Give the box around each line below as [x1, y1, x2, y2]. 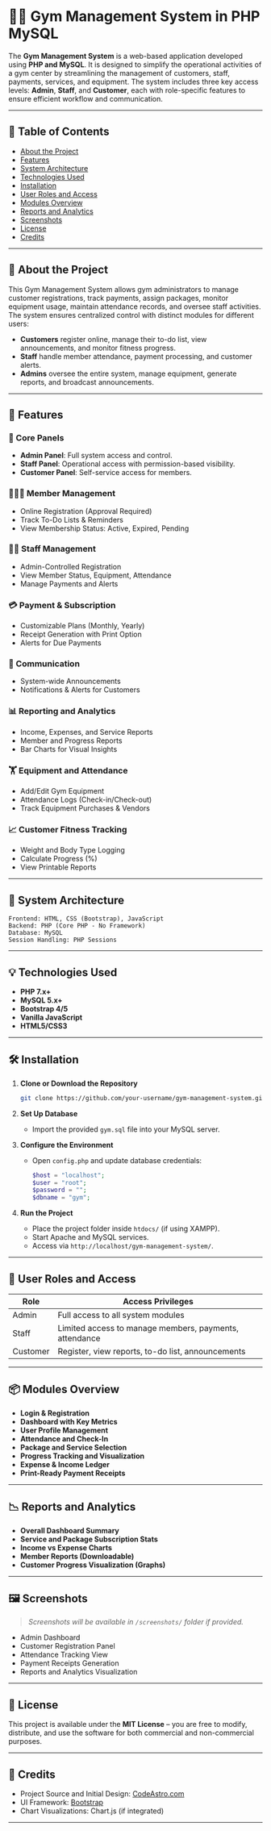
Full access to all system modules [57, 1309, 185, 1320]
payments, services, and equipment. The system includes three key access [8, 77, 259, 86]
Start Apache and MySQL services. [31, 1232, 149, 1242]
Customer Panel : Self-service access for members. [19, 468, 192, 478]
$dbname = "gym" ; [31, 1194, 91, 1202]
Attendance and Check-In [19, 1433, 109, 1443]
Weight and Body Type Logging [19, 845, 125, 855]
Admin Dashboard [19, 1633, 81, 1642]
